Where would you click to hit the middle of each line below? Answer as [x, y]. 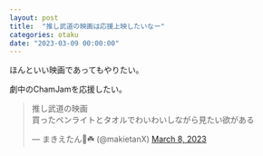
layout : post [34, 18]
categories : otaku [44, 34]
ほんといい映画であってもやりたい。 [77, 70]
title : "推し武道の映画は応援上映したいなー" [87, 26]
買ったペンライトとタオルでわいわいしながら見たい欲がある [143, 120]
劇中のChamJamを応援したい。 [68, 89]
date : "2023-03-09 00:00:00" [64, 43]
